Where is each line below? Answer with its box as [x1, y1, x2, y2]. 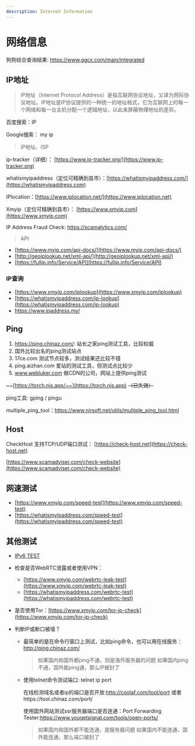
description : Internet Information [6, 8, 93, 15]
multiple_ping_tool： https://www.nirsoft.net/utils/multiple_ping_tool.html [6, 407, 179, 414]
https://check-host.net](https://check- [96, 441, 188, 448]
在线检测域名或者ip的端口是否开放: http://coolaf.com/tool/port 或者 [23, 689, 182, 696]
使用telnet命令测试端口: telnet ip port [23, 676, 112, 683]
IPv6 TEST [14, 552, 40, 559]
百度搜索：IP [6, 118, 37, 126]
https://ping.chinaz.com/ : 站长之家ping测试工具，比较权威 [14, 340, 154, 348]
